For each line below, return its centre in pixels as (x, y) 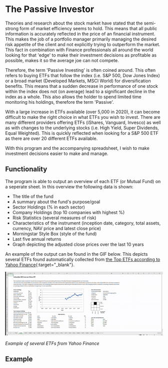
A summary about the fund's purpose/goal (56, 202)
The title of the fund (33, 196)
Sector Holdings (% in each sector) (48, 207)
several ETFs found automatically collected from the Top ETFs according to (83, 259)
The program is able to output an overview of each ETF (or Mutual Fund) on (83, 181)
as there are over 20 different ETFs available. (51, 138)
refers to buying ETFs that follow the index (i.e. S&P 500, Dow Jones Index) (82, 75)
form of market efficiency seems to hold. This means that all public (88, 28)
